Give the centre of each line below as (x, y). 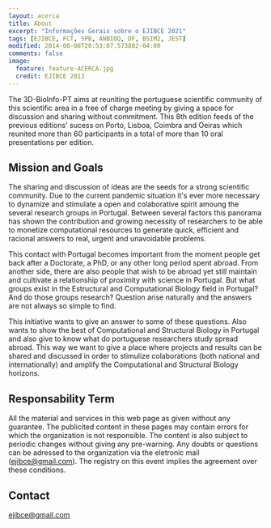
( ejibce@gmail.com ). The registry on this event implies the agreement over (133, 462)
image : (19, 62)
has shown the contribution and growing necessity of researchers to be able (135, 221)
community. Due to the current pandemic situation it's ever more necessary (134, 196)
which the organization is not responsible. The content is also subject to (128, 436)
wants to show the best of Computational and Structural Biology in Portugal (134, 330)
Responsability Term (61, 399)
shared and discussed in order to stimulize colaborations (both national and (134, 356)
